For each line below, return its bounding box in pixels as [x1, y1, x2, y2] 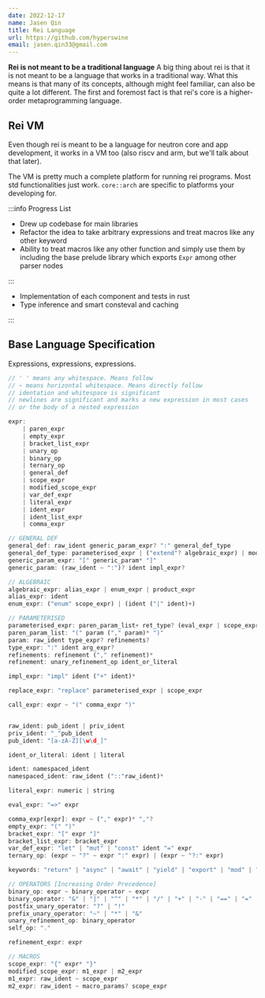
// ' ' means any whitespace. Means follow [8, 374, 154, 382]
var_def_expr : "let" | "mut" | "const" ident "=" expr [8, 844, 192, 852]
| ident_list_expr [22, 513, 83, 521]
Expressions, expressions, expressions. [8, 359, 136, 368]
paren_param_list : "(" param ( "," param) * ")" [8, 628, 164, 637]
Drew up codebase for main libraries [19, 218, 139, 229]
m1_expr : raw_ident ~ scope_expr [8, 974, 118, 982]
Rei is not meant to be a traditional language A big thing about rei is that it [8, 62, 251, 72]
